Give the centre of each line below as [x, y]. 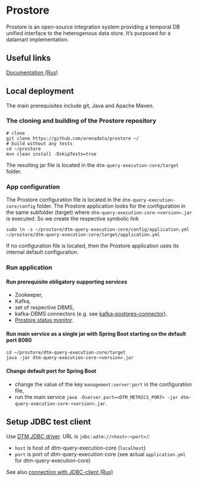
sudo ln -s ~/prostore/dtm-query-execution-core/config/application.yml [98, 230]
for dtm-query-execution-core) [52, 460]
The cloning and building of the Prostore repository [81, 121]
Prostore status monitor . [44, 320]
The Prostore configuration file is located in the [64, 200]
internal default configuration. [42, 252]
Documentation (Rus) [32, 73]
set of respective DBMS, [44, 307]
